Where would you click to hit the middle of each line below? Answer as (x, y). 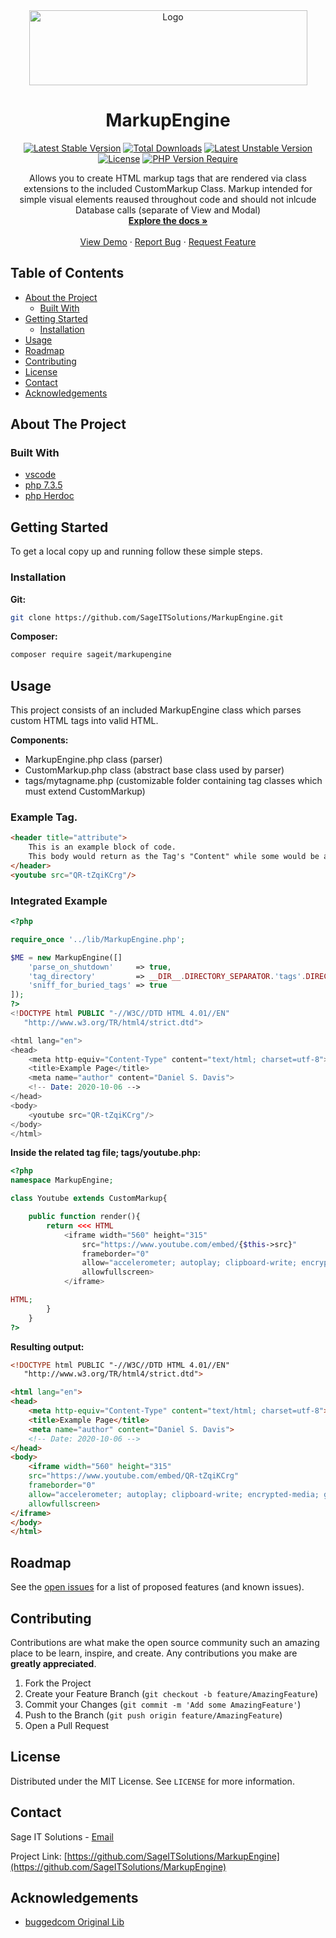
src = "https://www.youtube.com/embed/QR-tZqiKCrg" (134, 1476)
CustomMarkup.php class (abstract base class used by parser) (154, 770)
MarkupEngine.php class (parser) (93, 760)
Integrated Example (59, 901)
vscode (40, 475)
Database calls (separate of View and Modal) (168, 210)
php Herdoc (49, 496)
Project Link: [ (39, 1856)
